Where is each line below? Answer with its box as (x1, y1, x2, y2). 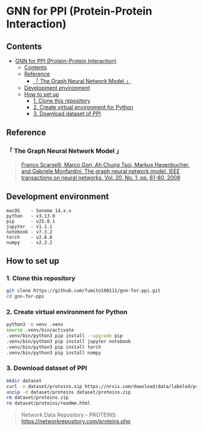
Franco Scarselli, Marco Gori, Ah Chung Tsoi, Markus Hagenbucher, (21, 161, 190, 168)
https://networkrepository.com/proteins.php (21, 418, 131, 425)
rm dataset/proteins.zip (6, 395, 69, 401)
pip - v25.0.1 (6, 218, 56, 224)
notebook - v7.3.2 (6, 229, 53, 235)
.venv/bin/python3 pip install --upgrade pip (6, 332, 123, 339)
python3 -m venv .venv (6, 321, 63, 328)
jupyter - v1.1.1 (6, 223, 53, 230)
